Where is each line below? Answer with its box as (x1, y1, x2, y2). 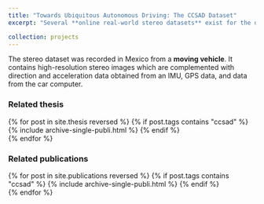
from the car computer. (8, 79, 83, 89)
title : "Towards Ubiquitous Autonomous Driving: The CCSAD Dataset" (8, 11, 237, 20)
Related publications (8, 153, 89, 164)
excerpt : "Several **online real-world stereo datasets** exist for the (8, 19, 251, 27)
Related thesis (8, 99, 64, 110)
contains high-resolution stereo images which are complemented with (8, 63, 235, 72)
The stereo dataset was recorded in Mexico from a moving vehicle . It (8, 54, 233, 64)
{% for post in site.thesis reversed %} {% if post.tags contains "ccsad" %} (8, 117, 249, 126)
